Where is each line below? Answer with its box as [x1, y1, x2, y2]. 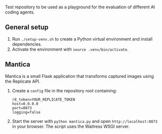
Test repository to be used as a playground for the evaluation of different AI [5, 4, 155, 10]
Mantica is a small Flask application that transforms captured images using [5, 73, 154, 79]
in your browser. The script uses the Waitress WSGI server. [12, 123, 130, 129]
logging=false [12, 110, 41, 115]
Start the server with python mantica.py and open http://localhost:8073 [12, 118, 158, 124]
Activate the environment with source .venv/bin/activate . [12, 46, 129, 52]
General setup [5, 23, 49, 31]
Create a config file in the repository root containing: [12, 88, 117, 93]
